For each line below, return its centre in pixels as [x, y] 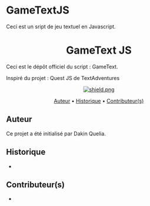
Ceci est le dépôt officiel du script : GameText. [62, 67]
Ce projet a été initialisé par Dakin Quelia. [56, 134]
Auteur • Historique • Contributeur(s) [99, 101]
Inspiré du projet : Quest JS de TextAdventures [63, 78]
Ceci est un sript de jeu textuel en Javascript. [61, 26]
